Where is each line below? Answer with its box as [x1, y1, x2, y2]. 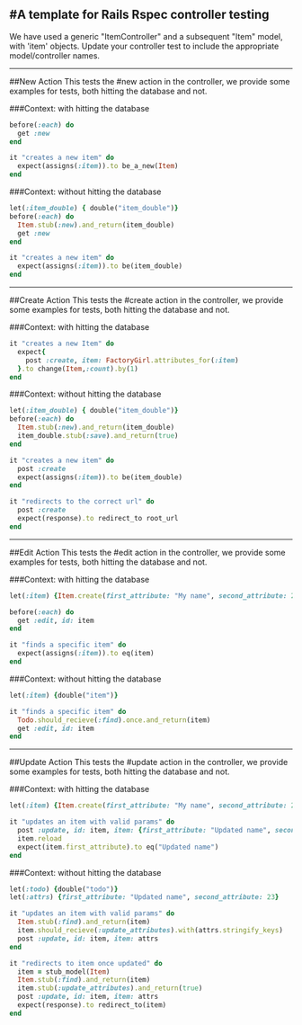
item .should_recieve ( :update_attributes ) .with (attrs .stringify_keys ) [17, 926, 283, 935]
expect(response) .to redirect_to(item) [17, 1001, 167, 1010]
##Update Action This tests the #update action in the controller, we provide [9, 757, 289, 768]
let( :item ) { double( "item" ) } [9, 691, 119, 700]
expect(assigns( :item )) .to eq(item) [17, 649, 155, 658]
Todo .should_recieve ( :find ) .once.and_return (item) [17, 715, 211, 725]
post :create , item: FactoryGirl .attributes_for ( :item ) [25, 355, 240, 365]
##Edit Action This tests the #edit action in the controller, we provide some [9, 547, 286, 557]
